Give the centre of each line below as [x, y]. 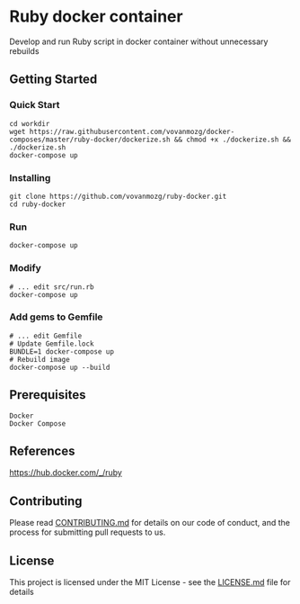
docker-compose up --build [60, 367]
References [42, 451]
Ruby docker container [96, 17]
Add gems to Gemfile [56, 317]
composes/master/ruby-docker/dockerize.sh [90, 140]
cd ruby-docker [38, 204]
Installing [30, 177]
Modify [26, 268]
